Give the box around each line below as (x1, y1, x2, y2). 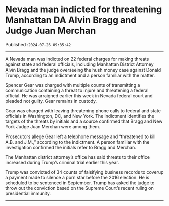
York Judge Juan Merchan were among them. (5, 123, 101, 129)
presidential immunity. (5, 190, 51, 196)
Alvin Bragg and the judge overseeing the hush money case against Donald (5, 66, 161, 73)
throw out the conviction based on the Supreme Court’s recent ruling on (5, 185, 154, 191)
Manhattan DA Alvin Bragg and (5, 14, 137, 26)
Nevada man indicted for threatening (5, 4, 162, 15)
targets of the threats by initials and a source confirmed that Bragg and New (5, 118, 163, 124)
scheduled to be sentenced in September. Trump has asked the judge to (5, 180, 155, 186)
